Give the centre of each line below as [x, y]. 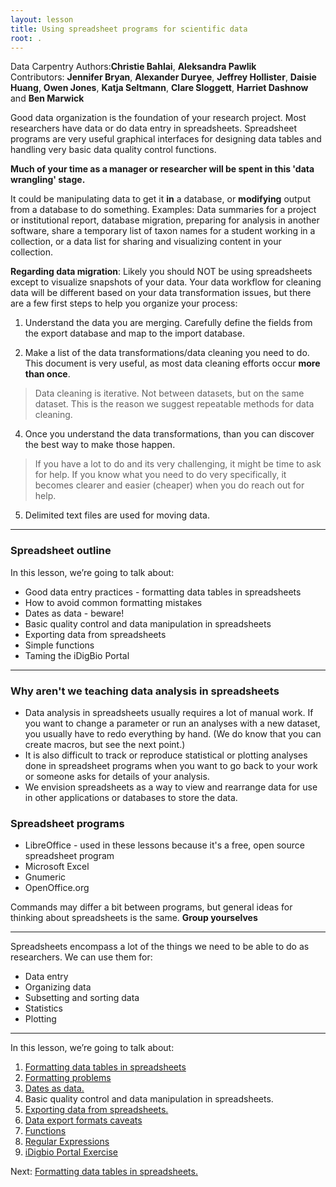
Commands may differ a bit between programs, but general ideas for [151, 907]
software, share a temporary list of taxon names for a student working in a [163, 231]
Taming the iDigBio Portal [77, 655]
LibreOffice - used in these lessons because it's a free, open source [164, 845]
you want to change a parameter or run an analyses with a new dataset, [172, 723]
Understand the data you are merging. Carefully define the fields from [168, 323]
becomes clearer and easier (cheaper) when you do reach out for [169, 485]
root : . [26, 38]
